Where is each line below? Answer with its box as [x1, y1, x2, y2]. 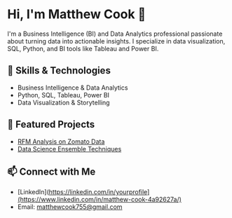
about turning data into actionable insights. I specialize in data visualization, [7, 36, 226, 45]
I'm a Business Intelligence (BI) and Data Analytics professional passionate [7, 29, 223, 38]
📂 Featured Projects [7, 118, 95, 130]
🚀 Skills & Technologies [7, 64, 111, 76]
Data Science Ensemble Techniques [17, 144, 122, 153]
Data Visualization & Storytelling [17, 98, 110, 107]
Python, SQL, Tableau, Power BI [17, 90, 110, 99]
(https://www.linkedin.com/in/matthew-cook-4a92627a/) [17, 196, 182, 204]
